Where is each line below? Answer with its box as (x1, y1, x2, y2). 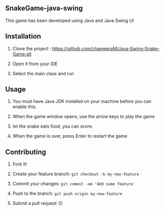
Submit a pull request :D (12, 200, 63, 206)
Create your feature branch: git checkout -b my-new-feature (12, 171, 139, 177)
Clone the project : (12, 45, 51, 51)
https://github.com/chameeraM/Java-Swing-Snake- (52, 45, 160, 51)
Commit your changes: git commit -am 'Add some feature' (12, 181, 136, 187)
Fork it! (12, 161, 28, 167)
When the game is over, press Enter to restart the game (12, 133, 127, 139)
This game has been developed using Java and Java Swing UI (5, 17, 134, 23)
